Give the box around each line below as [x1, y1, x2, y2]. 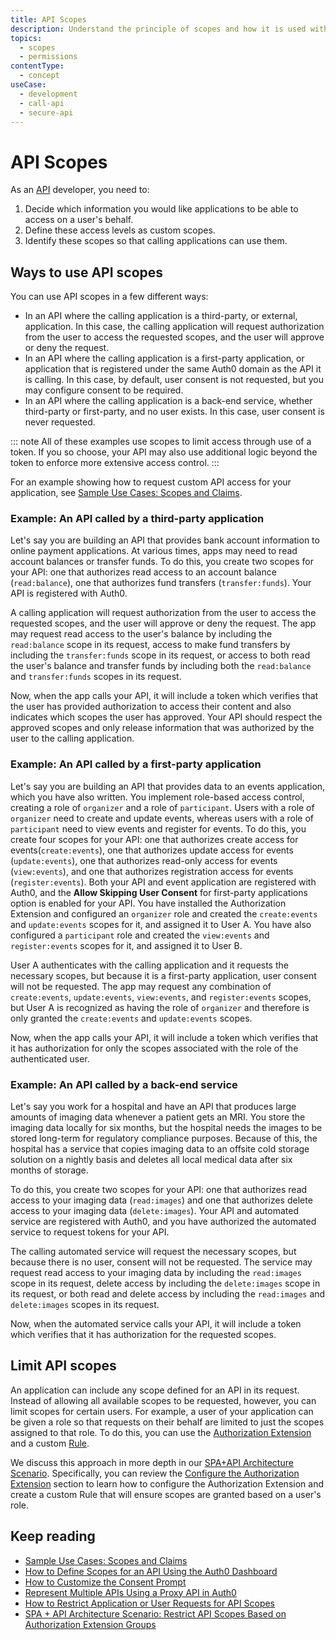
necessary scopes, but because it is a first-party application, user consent [10, 969, 317, 981]
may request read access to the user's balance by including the [10, 628, 273, 640]
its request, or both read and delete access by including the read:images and [10, 1288, 326, 1300]
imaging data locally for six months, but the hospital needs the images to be [10, 1122, 323, 1134]
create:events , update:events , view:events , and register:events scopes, [10, 991, 312, 1003]
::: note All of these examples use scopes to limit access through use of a [10, 436, 312, 448]
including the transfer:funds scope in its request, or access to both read [10, 649, 311, 661]
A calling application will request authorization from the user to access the [10, 607, 317, 619]
